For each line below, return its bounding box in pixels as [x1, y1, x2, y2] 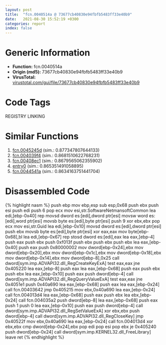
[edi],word [5, 218, 26, 224]
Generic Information [5, 47, 90, 59]
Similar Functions [5, 131, 79, 142]
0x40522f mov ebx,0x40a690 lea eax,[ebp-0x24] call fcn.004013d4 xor [5, 318, 153, 324]
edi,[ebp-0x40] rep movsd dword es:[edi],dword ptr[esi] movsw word [5, 212, 148, 219]
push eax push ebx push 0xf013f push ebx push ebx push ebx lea [5, 239, 140, 245]
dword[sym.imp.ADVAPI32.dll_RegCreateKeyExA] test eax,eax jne [5, 260, 140, 266]
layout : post [5, 7, 32, 12]
